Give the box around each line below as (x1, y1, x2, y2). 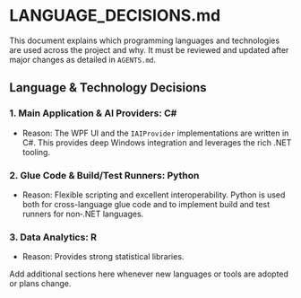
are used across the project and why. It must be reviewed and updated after (9, 44, 289, 55)
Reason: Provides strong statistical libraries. (21, 251, 185, 262)
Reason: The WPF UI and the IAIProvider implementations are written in (21, 127, 289, 138)
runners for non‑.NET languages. (21, 208, 144, 219)
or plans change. (9, 278, 72, 289)
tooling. (21, 146, 51, 157)
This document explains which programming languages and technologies (9, 35, 280, 46)
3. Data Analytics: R (9, 231, 97, 243)
